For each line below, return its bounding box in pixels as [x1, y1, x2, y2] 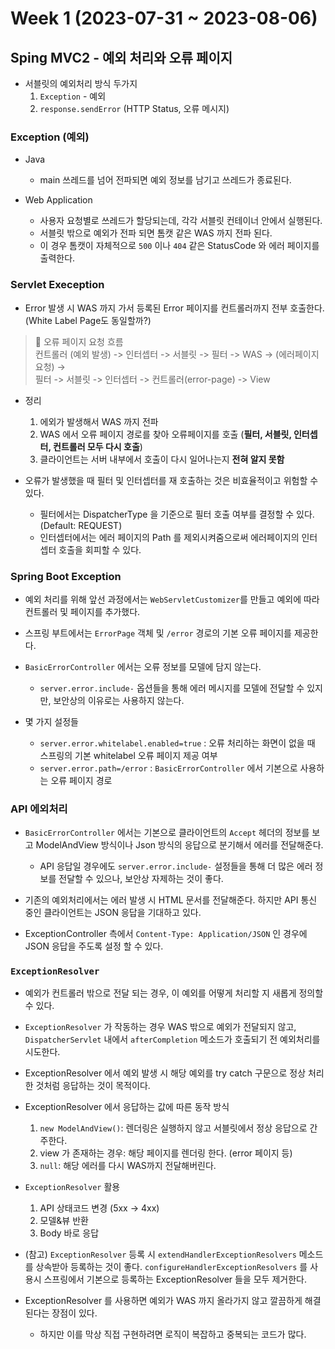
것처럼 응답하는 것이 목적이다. [35, 1080, 151, 1092]
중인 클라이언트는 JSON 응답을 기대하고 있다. [24, 907, 202, 919]
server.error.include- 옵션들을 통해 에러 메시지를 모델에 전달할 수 [39, 682, 305, 694]
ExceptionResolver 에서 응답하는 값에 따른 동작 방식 [24, 1101, 230, 1113]
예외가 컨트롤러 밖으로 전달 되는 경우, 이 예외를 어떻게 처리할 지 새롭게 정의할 [24, 987, 324, 999]
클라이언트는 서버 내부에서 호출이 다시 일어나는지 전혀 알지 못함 [39, 453, 285, 465]
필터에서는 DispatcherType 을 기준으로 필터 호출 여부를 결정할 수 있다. [39, 508, 315, 520]
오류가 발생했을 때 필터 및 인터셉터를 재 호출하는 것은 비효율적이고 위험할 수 [24, 474, 319, 486]
